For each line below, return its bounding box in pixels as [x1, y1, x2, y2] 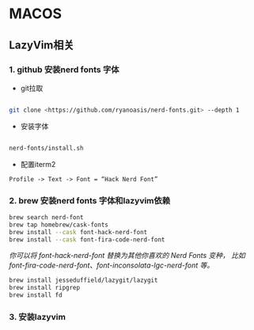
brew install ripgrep [9, 284, 81, 292]
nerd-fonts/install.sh [9, 144, 84, 152]
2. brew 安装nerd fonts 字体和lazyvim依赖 [9, 195, 171, 206]
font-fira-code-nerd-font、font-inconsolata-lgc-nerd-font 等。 [9, 260, 214, 270]
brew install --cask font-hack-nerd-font [9, 228, 148, 236]
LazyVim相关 [9, 38, 74, 51]
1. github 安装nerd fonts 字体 [9, 64, 119, 75]
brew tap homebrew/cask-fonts [9, 221, 109, 229]
